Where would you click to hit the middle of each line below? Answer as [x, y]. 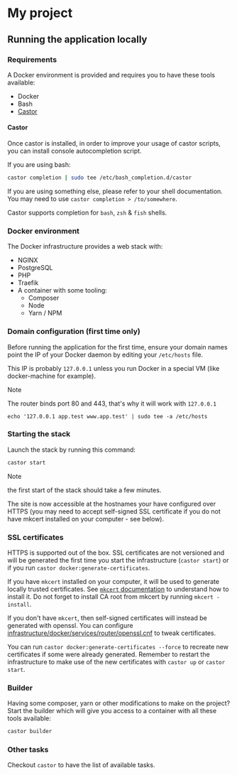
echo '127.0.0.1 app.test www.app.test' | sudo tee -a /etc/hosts [108, 416]
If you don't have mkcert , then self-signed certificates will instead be [107, 618]
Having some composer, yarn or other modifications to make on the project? [119, 703]
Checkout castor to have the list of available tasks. [81, 765]
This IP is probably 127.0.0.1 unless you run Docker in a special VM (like [114, 368]
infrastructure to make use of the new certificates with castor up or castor [116, 662]
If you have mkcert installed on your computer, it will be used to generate [114, 582]
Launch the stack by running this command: [72, 450]
